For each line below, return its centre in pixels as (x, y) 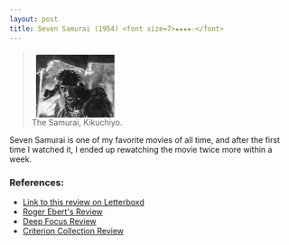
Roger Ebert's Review (63, 212)
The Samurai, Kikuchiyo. (77, 122)
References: (37, 183)
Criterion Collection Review (73, 231)
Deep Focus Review (59, 221)
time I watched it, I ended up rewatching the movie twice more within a (141, 149)
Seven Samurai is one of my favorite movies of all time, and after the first (144, 139)
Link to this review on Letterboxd (83, 202)
